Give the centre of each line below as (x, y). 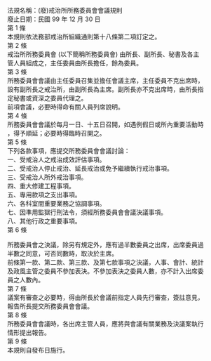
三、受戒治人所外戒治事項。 (47, 177)
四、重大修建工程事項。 (41, 186)
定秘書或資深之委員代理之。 (47, 98)
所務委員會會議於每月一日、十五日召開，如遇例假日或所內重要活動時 (105, 124)
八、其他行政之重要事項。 (44, 221)
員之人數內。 (26, 280)
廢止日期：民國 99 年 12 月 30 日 (54, 19)
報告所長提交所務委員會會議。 (50, 306)
